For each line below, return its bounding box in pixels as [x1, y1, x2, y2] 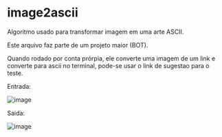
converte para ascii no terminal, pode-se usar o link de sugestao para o [7, 61, 210, 70]
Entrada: [7, 82, 31, 90]
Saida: [7, 109, 25, 117]
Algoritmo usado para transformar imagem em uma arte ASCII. [7, 28, 184, 36]
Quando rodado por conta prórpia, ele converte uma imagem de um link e [7, 54, 216, 63]
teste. [7, 69, 23, 77]
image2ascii [7, 5, 78, 21]
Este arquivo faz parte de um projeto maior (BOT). [7, 41, 148, 49]
